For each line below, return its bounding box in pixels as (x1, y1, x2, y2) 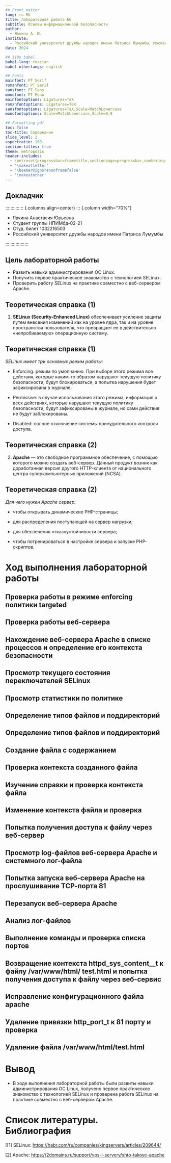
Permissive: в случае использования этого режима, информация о (12, 394, 158, 400)
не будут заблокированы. (12, 410, 69, 417)
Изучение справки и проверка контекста (5, 781, 144, 789)
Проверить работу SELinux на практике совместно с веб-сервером (12, 280, 161, 286)
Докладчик (5, 192, 44, 200)
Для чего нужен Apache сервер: (5, 499, 76, 505)
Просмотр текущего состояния (5, 668, 110, 677)
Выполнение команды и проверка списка (5, 934, 146, 942)
